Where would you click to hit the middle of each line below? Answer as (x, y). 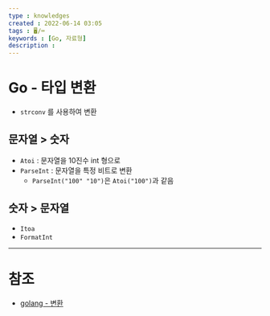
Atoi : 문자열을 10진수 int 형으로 (70, 160)
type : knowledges (39, 16)
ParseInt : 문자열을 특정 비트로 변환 (76, 170)
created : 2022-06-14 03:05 (55, 23)
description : (32, 46)
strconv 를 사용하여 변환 (58, 112)
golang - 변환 (41, 303)
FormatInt (37, 237)
